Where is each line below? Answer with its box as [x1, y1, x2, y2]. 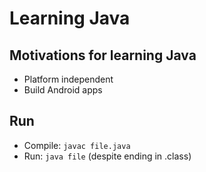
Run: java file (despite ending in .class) [23, 150, 192, 162]
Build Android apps [23, 84, 103, 96]
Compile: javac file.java [23, 139, 131, 151]
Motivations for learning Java [9, 47, 197, 64]
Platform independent [23, 73, 114, 85]
